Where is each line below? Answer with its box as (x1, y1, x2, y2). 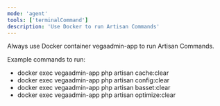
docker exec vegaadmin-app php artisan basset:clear (17, 84, 171, 92)
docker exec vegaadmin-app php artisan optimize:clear (17, 91, 176, 99)
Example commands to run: (7, 55, 85, 64)
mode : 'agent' (7, 10, 49, 17)
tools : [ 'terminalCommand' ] (7, 17, 89, 24)
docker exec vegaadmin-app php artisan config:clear (17, 76, 170, 85)
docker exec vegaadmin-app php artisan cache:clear (17, 69, 169, 77)
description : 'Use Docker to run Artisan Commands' (7, 23, 160, 30)
